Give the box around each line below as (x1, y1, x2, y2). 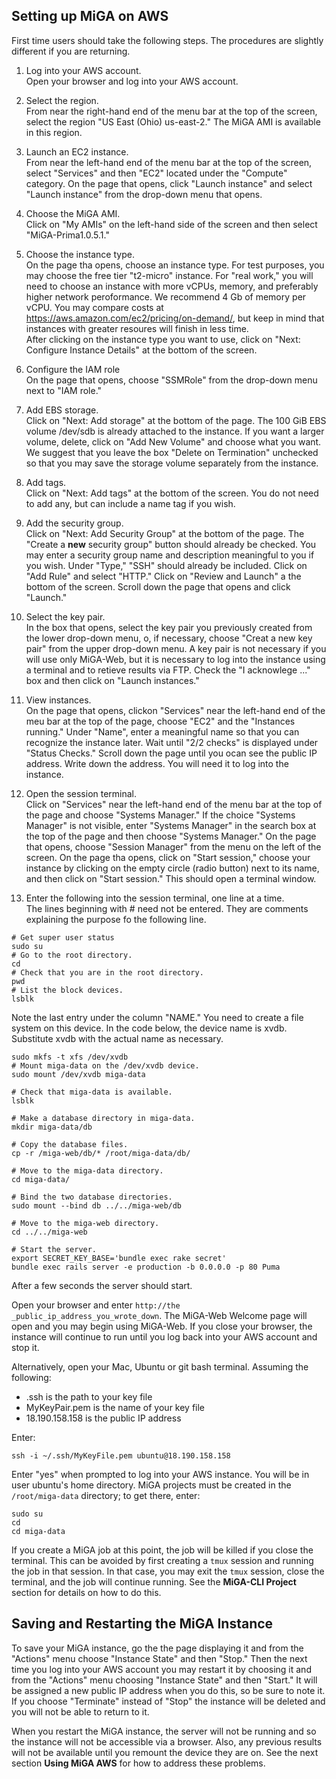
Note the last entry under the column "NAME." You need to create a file (11, 1011, 304, 1023)
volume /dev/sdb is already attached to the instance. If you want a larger (25, 425, 325, 437)
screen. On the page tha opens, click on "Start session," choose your (25, 851, 311, 863)
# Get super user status (11, 932, 115, 943)
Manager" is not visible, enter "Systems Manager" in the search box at (25, 819, 317, 831)
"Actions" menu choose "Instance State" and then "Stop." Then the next (11, 1652, 308, 1664)
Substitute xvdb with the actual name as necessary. (11, 1032, 224, 1044)
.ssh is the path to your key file (25, 1390, 153, 1403)
